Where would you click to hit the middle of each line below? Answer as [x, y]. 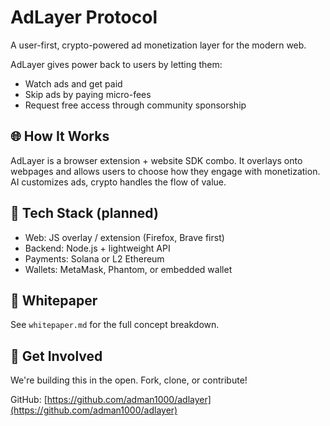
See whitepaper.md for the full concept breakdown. [115, 325]
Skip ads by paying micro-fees [88, 94]
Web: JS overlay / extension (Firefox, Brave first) [124, 237]
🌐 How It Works [60, 136]
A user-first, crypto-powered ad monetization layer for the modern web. [158, 45]
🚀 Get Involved [56, 356]
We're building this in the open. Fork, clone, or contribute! [129, 380]
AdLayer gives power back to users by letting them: [116, 64]
